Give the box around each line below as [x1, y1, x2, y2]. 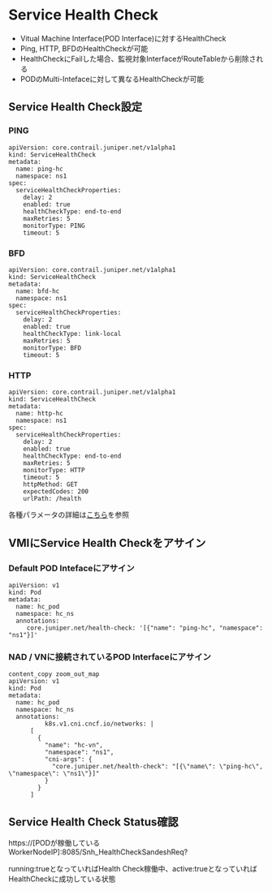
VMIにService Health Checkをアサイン [8, 536, 206, 549]
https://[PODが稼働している [8, 838, 100, 848]
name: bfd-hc [15, 286, 60, 295]
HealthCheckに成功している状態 [8, 874, 116, 884]
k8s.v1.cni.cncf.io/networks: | [44, 720, 154, 728]
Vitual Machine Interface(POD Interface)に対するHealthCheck [19, 33, 227, 43]
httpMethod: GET [23, 480, 79, 489]
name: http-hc [15, 410, 63, 418]
